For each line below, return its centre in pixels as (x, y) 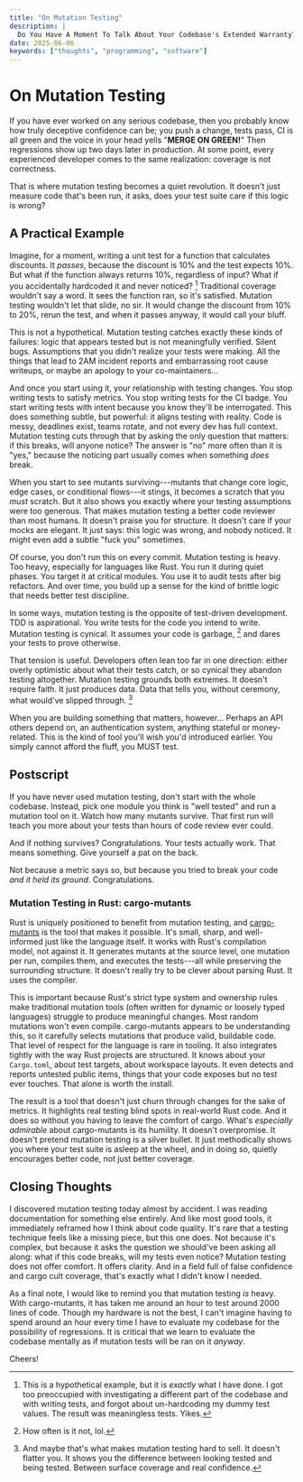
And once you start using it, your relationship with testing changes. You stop (151, 388)
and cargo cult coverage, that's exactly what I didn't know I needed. (136, 1275)
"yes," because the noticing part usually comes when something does (139, 455)
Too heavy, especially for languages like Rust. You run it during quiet (137, 566)
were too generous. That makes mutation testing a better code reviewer (142, 511)
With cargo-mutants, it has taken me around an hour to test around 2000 (144, 1303)
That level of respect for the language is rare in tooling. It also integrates (143, 1045)
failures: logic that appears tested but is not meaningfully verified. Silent (143, 341)
